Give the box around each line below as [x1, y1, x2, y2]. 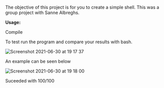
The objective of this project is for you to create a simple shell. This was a [5, 5, 159, 10]
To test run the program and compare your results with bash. [5, 39, 133, 45]
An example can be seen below [5, 58, 71, 64]
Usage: [5, 20, 21, 25]
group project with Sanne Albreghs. [5, 10, 80, 16]
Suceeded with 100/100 [5, 78, 55, 83]
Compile [5, 29, 23, 35]
